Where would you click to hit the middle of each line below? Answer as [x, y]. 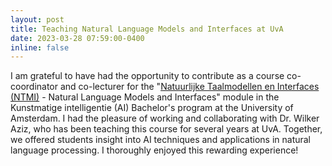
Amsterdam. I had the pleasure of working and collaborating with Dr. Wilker [165, 118]
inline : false [40, 47]
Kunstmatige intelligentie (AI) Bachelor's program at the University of [152, 108]
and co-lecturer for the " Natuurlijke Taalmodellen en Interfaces [189, 87]
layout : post [37, 19]
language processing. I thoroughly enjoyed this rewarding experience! [154, 150]
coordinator [34, 87]
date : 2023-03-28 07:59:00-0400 [77, 38]
